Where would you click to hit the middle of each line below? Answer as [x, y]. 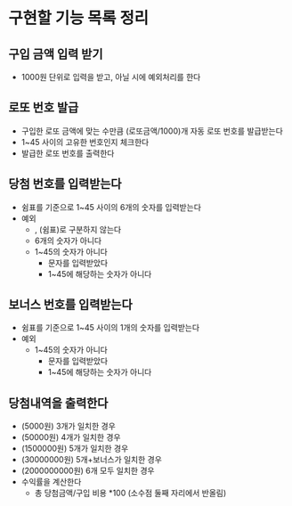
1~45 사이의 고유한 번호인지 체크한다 [85, 142]
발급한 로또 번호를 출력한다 [68, 153]
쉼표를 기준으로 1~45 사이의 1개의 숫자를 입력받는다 [110, 328]
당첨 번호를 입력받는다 [65, 184]
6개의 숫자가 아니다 [68, 241]
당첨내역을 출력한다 [58, 403]
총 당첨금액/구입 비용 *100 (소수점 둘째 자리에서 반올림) [130, 493]
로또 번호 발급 [44, 108]
